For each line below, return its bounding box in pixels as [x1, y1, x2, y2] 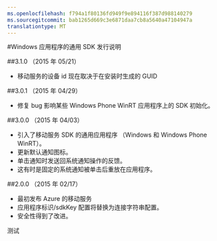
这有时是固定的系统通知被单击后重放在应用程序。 [17, 165, 156, 173]
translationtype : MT [7, 23, 67, 30]
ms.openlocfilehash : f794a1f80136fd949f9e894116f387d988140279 [7, 10, 193, 17]
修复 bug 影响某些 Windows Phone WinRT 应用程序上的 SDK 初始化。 [17, 102, 214, 110]
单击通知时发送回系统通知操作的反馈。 [17, 157, 126, 165]
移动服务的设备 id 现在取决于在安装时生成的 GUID [17, 72, 158, 80]
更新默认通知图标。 [17, 148, 72, 156]
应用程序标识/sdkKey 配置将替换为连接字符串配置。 [17, 203, 163, 211]
